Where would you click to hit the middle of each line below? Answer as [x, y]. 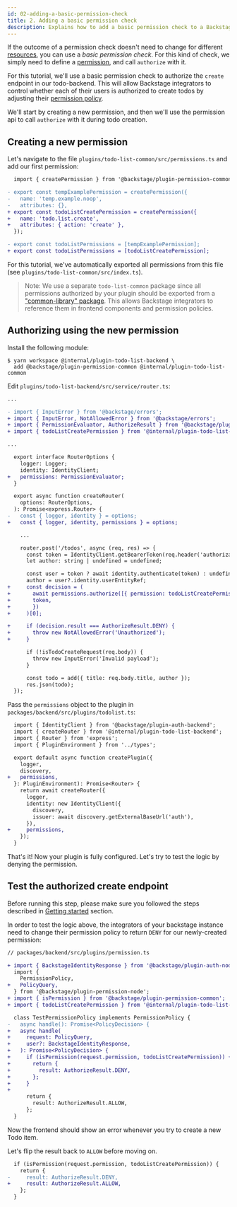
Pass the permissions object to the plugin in [71, 705]
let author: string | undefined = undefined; [94, 561]
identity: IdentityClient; [60, 470]
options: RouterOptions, [56, 503]
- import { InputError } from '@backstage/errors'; [85, 412]
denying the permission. [42, 864]
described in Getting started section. [61, 911]
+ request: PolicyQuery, [50, 1037]
